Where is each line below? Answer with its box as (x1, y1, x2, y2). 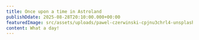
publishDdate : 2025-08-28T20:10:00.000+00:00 (6, 14, 120, 20)
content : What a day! (6, 25, 60, 31)
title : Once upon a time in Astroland (6, 8, 102, 15)
